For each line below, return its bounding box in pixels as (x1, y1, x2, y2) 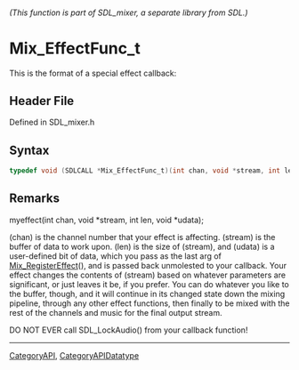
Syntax (9, 142, 50, 157)
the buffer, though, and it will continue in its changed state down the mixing (9, 288, 286, 299)
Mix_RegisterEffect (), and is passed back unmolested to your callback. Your (9, 260, 287, 270)
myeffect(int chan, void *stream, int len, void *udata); (9, 214, 205, 225)
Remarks (9, 191, 61, 206)
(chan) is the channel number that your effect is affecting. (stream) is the (9, 231, 276, 242)
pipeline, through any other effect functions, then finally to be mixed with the (9, 298, 290, 309)
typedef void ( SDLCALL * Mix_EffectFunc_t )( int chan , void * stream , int (9, 166, 280, 175)
